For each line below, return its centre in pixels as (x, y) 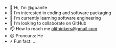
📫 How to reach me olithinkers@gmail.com (53, 29)
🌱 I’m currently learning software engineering (55, 18)
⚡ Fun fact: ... (23, 41)
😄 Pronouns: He (26, 36)
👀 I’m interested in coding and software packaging (60, 13)
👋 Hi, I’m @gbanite (28, 8)
